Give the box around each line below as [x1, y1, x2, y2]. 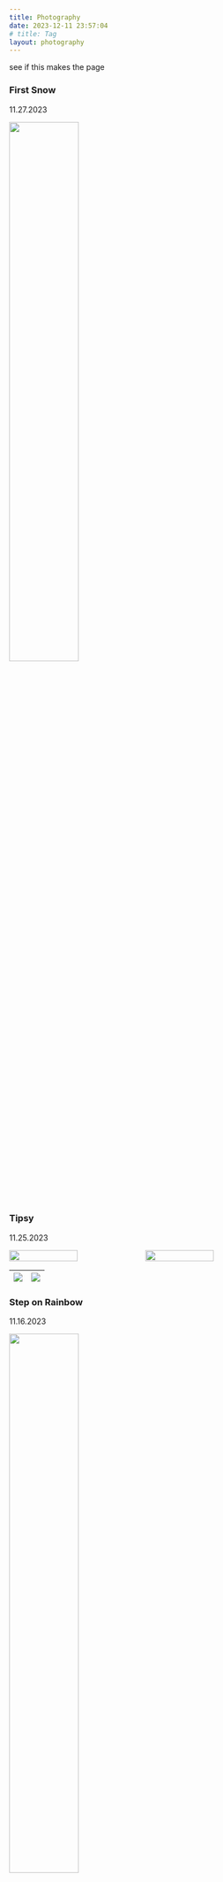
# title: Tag [9, 29, 57, 38]
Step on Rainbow [9, 1295, 84, 1308]
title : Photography [9, 12, 81, 22]
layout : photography [9, 37, 85, 47]
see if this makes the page [9, 62, 105, 73]
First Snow [9, 84, 56, 96]
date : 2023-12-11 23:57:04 [9, 21, 108, 30]
